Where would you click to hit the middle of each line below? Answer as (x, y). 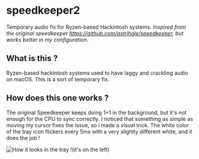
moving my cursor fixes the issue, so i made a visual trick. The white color (98, 125)
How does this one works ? (58, 98)
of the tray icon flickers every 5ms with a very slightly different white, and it (99, 132)
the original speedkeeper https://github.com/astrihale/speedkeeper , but (95, 33)
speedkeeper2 (43, 10)
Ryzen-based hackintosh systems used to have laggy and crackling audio (97, 73)
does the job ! (23, 137)
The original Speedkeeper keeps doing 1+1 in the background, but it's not (97, 112)
